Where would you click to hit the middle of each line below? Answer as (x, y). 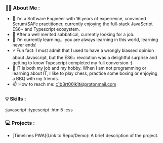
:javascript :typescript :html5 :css (39, 110)
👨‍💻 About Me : (23, 8)
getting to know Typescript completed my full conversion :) (72, 63)
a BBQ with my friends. (36, 79)
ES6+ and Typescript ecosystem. (46, 29)
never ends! (24, 45)
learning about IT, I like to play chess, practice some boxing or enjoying (85, 73)
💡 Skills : (16, 99)
